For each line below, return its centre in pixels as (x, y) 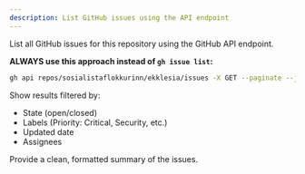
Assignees (42, 141)
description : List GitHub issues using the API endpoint (119, 18)
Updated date (48, 131)
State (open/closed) (60, 112)
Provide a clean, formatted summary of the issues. (103, 159)
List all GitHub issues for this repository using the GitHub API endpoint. (142, 43)
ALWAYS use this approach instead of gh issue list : (111, 61)
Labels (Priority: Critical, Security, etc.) (95, 122)
